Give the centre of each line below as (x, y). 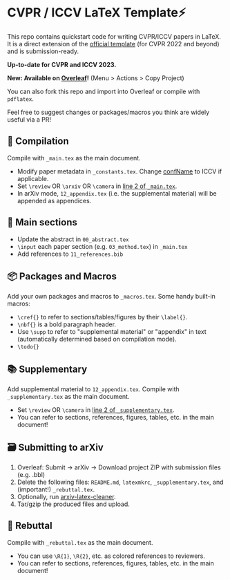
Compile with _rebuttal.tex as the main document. (80, 542)
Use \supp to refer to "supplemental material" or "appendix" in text (112, 332)
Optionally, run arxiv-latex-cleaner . (66, 497)
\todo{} (28, 347)
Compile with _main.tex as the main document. (74, 158)
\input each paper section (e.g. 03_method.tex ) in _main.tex (102, 246)
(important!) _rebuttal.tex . (56, 489)
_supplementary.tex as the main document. (68, 397)
